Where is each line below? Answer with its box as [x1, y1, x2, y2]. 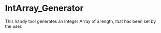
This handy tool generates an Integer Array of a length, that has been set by [5, 18, 156, 24]
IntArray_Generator [5, 3, 84, 14]
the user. [5, 23, 23, 29]
